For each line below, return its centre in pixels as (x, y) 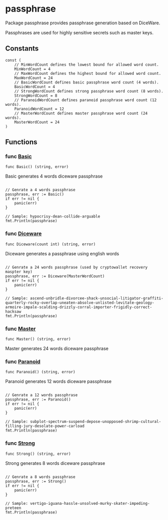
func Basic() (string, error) (37, 167)
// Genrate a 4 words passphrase (40, 190)
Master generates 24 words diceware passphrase (57, 349)
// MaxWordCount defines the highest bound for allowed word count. (88, 73)
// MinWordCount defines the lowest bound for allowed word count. (87, 64)
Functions (21, 142)
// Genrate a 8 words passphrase (40, 477)
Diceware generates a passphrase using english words (62, 253)
